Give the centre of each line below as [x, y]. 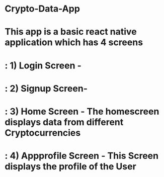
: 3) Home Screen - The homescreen [82, 111]
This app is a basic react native [71, 32]
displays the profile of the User [70, 167]
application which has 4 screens [74, 42]
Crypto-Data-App [42, 9]
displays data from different [64, 122]
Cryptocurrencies [43, 132]
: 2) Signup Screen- [46, 88]
